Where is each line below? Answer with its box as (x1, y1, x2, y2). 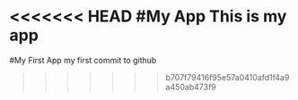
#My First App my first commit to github (9, 54, 157, 65)
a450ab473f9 (165, 81, 217, 92)
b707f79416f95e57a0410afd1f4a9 (165, 71, 290, 82)
